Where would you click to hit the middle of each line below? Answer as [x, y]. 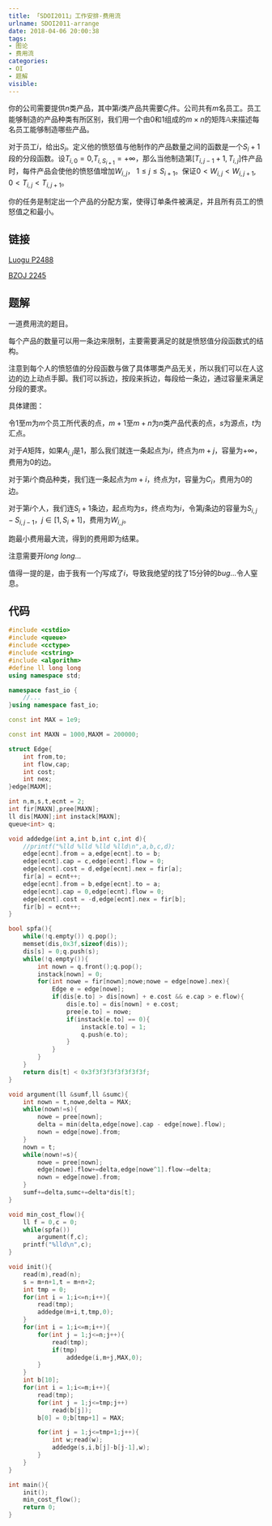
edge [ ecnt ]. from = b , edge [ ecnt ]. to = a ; [92, 884]
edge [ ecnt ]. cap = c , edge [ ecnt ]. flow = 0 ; [93, 862]
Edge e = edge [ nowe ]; [88, 989]
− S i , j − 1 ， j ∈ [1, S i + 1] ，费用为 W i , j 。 [70, 520]
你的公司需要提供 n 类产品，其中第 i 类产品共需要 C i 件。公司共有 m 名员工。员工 [135, 109]
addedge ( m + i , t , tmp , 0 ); [76, 1312]
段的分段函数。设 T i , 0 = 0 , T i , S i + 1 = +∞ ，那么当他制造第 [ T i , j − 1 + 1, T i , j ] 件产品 [136, 160]
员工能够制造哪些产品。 [54, 130]
